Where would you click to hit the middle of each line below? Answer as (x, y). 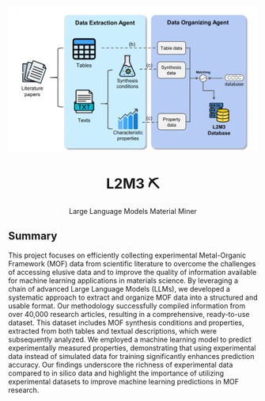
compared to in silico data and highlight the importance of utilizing (116, 373)
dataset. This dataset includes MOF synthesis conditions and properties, (126, 323)
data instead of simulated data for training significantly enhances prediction (131, 356)
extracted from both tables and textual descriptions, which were (113, 330)
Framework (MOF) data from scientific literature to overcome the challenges (132, 263)
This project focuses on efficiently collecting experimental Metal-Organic (127, 255)
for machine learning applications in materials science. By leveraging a (123, 281)
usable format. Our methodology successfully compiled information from (127, 306)
